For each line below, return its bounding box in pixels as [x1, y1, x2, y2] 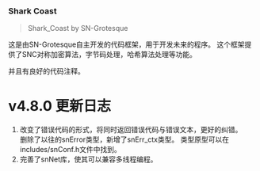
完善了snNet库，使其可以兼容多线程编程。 [19, 154, 158, 164]
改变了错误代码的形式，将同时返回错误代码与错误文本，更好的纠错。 [19, 125, 243, 135]
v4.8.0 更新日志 [8, 97, 112, 116]
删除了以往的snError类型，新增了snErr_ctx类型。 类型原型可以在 [19, 135, 230, 144]
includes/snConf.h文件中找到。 [19, 145, 121, 154]
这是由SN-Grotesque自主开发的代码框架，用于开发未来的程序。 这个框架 [8, 40, 245, 49]
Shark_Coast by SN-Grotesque [27, 24, 128, 33]
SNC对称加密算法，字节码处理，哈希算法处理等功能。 [21, 50, 197, 59]
